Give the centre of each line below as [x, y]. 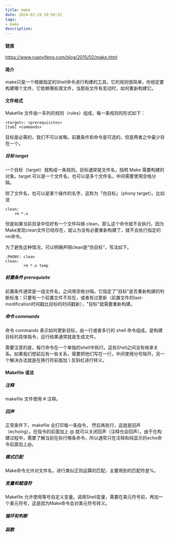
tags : [11, 19]
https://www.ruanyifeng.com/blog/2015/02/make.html [61, 57]
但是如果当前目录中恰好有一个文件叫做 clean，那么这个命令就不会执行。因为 [85, 223]
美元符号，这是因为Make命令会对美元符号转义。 [60, 504]
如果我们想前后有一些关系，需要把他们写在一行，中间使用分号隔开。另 [87, 354]
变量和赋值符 [18, 483]
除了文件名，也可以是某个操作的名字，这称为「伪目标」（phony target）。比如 [85, 193]
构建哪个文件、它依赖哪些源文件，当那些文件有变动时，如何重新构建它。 [80, 88]
